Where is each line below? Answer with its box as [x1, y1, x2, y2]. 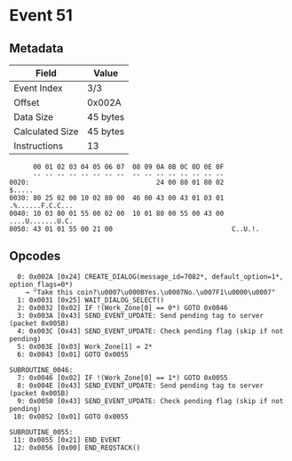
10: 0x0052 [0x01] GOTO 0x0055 [12, 412, 129, 421]
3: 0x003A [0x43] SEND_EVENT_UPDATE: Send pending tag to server [17, 311, 264, 320]
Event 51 [9, 5, 73, 26]
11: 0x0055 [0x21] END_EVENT [12, 435, 122, 444]
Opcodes [9, 249, 61, 264]
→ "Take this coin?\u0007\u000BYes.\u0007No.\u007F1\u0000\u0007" [25, 288, 276, 297]
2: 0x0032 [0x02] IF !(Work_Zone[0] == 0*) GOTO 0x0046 [17, 303, 228, 312]
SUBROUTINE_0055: [9, 427, 74, 436]
